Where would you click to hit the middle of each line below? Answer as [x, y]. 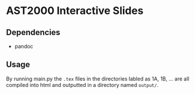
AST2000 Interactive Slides [75, 11]
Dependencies [33, 32]
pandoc [24, 46]
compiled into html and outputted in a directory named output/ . [82, 85]
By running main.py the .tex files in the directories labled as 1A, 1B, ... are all [97, 79]
